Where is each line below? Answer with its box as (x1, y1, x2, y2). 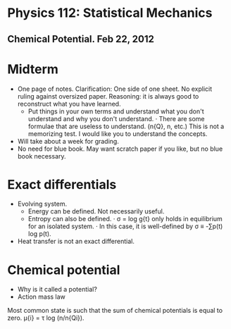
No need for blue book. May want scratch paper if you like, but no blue (17, 144, 223, 153)
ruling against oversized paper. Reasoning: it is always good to (17, 92, 199, 100)
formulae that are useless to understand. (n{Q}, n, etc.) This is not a (27, 122, 225, 130)
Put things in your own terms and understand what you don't (27, 107, 204, 116)
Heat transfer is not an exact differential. (17, 237, 135, 246)
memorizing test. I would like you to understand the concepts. (27, 129, 208, 138)
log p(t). (27, 230, 51, 238)
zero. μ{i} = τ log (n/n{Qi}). (7, 314, 85, 322)
